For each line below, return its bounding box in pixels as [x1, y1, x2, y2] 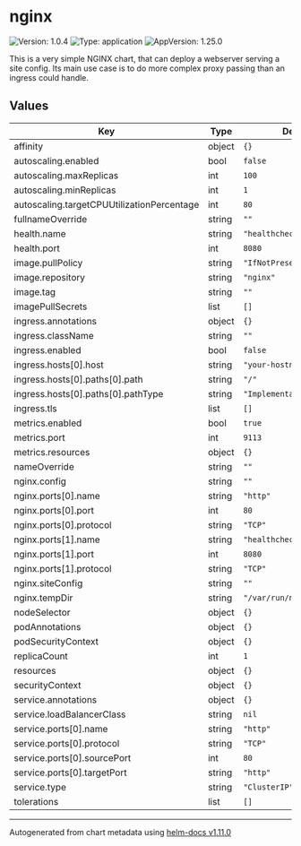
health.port [13, 242, 60, 255]
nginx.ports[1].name [13, 533, 100, 546]
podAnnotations [13, 620, 82, 633]
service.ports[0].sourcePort [13, 751, 132, 764]
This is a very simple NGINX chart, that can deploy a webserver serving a [9, 53, 280, 64]
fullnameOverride [13, 212, 88, 225]
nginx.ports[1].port [13, 548, 94, 560]
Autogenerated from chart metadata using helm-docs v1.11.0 [9, 826, 231, 837]
